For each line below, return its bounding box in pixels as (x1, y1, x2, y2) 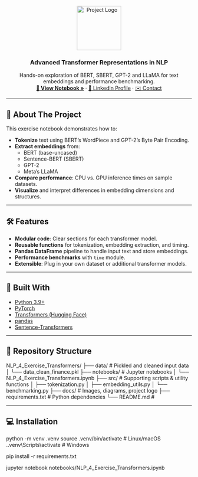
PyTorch (14, 305, 35, 312)
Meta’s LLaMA (23, 168, 58, 175)
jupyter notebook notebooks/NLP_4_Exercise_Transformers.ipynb (6, 464, 165, 472)
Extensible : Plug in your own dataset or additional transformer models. (14, 260, 187, 267)
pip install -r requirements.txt (6, 453, 77, 460)
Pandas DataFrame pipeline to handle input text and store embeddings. (14, 247, 189, 254)
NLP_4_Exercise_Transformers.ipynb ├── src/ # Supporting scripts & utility (6, 374, 189, 381)
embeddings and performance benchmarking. (43, 78, 155, 85)
